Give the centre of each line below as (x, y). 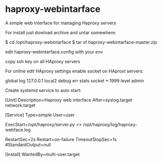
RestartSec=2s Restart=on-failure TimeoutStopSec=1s (61, 139)
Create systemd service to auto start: (43, 90)
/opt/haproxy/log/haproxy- (110, 124)
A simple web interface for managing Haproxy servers (61, 23)
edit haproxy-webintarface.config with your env (54, 52)
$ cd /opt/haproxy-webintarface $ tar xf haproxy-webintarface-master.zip (81, 42)
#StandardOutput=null (28, 145)
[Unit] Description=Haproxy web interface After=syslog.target (69, 100)
